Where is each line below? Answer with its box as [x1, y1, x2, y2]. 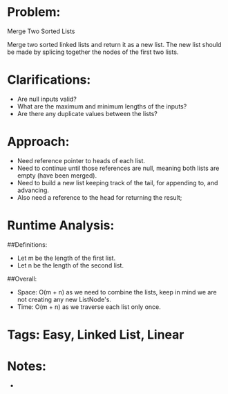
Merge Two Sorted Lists [7, 27, 75, 35]
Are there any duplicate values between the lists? [17, 109, 158, 118]
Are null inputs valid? [17, 95, 77, 103]
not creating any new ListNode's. [17, 295, 112, 303]
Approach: [7, 134, 70, 149]
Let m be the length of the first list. [17, 254, 116, 262]
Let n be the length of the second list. [17, 261, 124, 270]
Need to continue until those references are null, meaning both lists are [17, 164, 220, 172]
